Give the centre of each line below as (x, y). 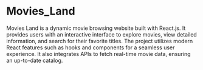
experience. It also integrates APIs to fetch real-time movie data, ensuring (98, 54)
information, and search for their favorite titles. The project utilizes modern (100, 41)
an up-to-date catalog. (35, 60)
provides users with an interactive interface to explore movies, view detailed (102, 34)
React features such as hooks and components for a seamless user (91, 47)
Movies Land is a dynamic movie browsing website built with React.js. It (96, 28)
